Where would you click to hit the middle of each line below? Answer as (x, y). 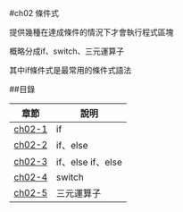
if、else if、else (89, 162)
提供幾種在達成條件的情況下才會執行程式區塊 (91, 32)
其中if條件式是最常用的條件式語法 (71, 70)
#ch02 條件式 (34, 13)
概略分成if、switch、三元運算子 (67, 51)
